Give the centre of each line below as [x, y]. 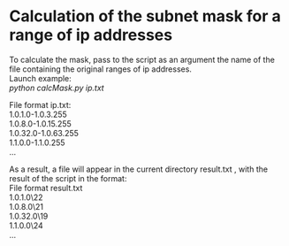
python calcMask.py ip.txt [57, 88]
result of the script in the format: [68, 178]
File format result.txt [46, 188]
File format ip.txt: [40, 104]
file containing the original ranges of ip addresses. [101, 69]
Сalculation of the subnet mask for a [145, 16]
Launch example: [41, 78]
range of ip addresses [91, 35]
